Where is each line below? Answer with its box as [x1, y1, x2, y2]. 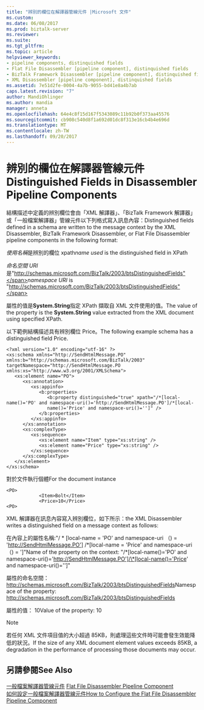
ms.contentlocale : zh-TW [6, 128, 69, 134]
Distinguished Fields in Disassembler [6, 175, 197, 189]
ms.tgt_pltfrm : [6, 43, 45, 49]
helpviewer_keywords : [6, 54, 61, 60]
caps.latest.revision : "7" [6, 88, 75, 94]
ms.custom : [6, 15, 34, 21]
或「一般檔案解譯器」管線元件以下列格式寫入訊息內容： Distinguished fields [6, 216, 194, 224]
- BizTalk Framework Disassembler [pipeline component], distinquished [6, 71, 191, 77]
